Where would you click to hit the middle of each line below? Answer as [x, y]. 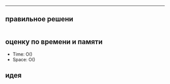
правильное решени [39, 19]
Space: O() [24, 59]
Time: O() [23, 54]
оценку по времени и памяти [54, 42]
